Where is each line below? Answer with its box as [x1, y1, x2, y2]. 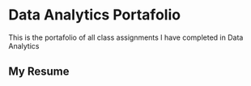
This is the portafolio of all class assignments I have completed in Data [8, 32, 244, 42]
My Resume [8, 65, 70, 79]
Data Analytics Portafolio [8, 6, 181, 24]
